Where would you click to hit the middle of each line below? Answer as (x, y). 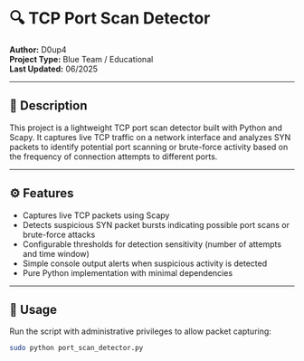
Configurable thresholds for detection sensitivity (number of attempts (152, 244)
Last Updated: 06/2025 (53, 69)
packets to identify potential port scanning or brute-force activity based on (149, 147)
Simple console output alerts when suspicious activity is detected (145, 263)
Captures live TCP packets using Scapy (96, 215)
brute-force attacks (59, 234)
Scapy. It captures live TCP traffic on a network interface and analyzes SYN (150, 137)
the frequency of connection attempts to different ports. (114, 157)
